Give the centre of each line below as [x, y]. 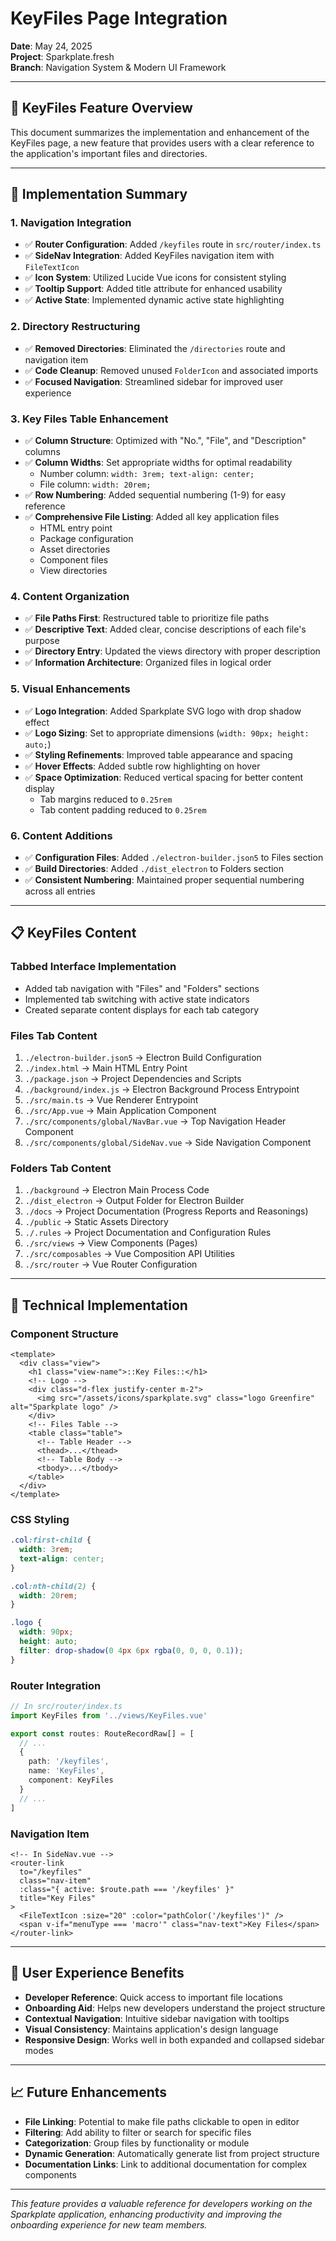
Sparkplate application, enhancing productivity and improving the [146, 2214]
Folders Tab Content [61, 1168]
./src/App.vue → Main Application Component [120, 1110]
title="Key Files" [58, 1898]
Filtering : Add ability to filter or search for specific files [138, 2132]
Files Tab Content [54, 1035]
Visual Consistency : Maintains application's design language [151, 2029]
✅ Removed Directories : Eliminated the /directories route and [155, 348]
